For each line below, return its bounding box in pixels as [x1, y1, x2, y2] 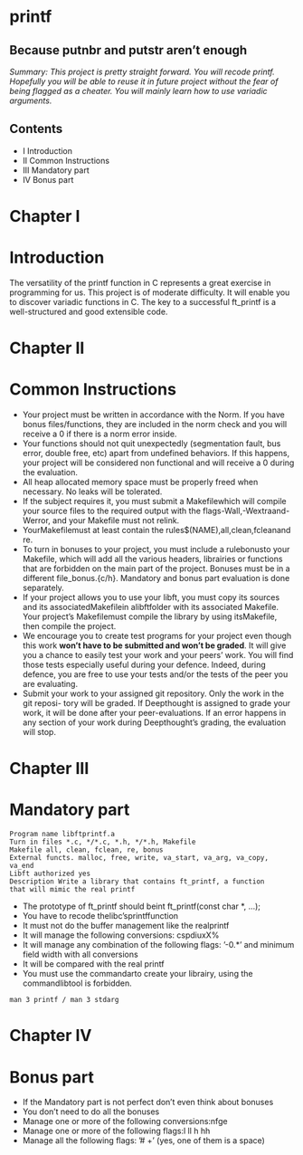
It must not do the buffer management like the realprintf [22, 921, 230, 931]
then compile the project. [22, 621, 117, 632]
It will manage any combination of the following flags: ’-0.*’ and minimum [22, 940, 295, 950]
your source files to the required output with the [22, 505, 202, 517]
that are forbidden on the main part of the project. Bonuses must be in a [22, 563, 291, 574]
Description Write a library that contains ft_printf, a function [9, 877, 265, 886]
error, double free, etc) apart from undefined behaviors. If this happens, [22, 448, 290, 459]
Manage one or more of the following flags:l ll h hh [22, 1125, 211, 1137]
